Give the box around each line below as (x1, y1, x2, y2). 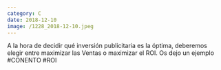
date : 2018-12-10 (7, 16, 57, 23)
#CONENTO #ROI (7, 56, 57, 65)
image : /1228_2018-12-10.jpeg (7, 23, 94, 30)
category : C (7, 10, 41, 17)
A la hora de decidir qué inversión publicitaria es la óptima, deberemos (7, 42, 208, 50)
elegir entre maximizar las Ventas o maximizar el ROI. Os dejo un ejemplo (7, 49, 215, 57)
